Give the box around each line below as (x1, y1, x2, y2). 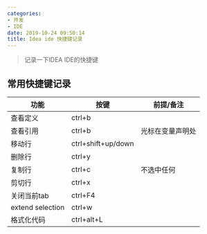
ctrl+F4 (71, 191, 96, 200)
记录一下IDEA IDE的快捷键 (24, 56, 98, 64)
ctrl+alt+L (71, 215, 103, 224)
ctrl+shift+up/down (71, 139, 134, 148)
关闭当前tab (10, 191, 50, 200)
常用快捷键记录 (7, 77, 71, 90)
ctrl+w (71, 202, 93, 212)
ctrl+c (71, 164, 91, 174)
